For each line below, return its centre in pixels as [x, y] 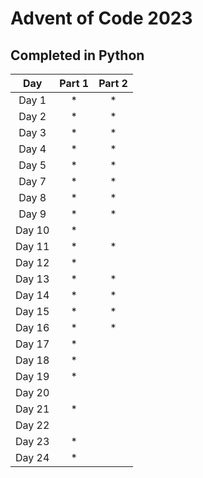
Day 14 [32, 295]
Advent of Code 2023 [101, 18]
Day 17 [32, 344]
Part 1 [74, 83]
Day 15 [32, 311]
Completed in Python [77, 55]
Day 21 [32, 409]
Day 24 [32, 457]
